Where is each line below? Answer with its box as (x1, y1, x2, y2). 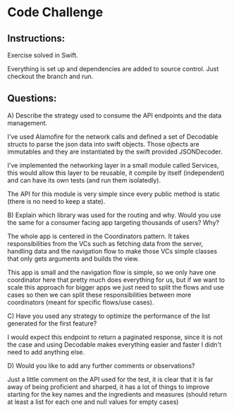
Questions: (7, 92, 57, 104)
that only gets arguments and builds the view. (7, 254, 140, 263)
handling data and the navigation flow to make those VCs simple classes (7, 247, 217, 255)
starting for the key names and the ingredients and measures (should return (7, 390, 228, 398)
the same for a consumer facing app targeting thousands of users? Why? (7, 218, 220, 226)
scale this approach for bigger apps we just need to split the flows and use (7, 283, 224, 291)
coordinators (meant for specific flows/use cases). (7, 297, 154, 307)
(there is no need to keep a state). (7, 197, 106, 205)
